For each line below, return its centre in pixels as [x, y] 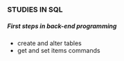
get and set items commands [59, 50]
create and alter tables [49, 43]
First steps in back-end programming [62, 26]
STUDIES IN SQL [35, 10]
